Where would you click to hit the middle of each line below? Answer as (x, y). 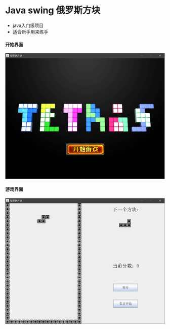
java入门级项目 (28, 25)
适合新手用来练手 (30, 31)
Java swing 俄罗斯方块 (53, 10)
